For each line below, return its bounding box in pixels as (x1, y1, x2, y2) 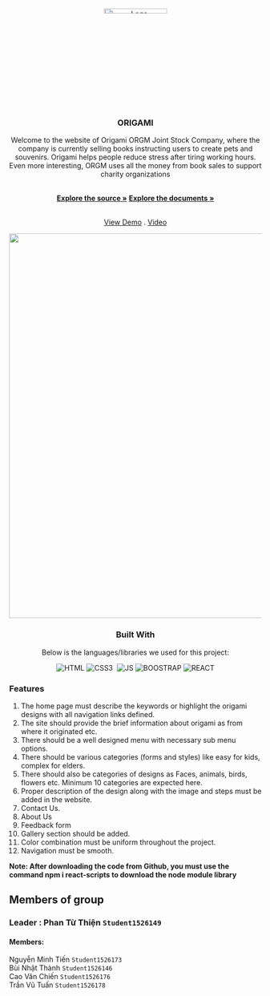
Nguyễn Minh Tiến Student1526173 (9, 954, 123, 965)
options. (20, 744, 48, 753)
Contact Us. (20, 803, 61, 813)
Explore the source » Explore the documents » (56, 193, 215, 204)
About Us (20, 812, 53, 821)
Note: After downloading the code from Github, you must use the (9, 861, 229, 871)
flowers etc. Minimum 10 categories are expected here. (20, 777, 203, 787)
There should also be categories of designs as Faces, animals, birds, (20, 769, 248, 779)
